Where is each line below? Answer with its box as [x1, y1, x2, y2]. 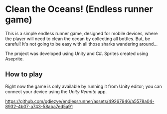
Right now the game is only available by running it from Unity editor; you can [5, 83, 162, 89]
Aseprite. [5, 56, 24, 61]
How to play [5, 70, 43, 79]
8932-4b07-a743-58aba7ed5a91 [5, 103, 73, 110]
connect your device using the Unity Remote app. [5, 88, 107, 95]
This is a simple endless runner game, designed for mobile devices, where [5, 30, 158, 36]
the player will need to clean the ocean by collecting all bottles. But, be [5, 36, 151, 42]
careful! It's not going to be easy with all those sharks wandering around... [5, 41, 158, 47]
